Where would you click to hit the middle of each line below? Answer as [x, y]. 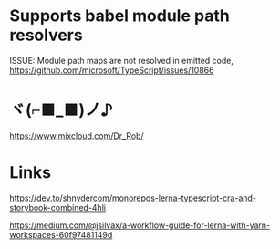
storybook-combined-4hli [58, 207]
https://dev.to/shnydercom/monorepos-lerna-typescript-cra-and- [133, 198]
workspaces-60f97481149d [61, 234]
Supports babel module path [119, 16]
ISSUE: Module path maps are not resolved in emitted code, [122, 60]
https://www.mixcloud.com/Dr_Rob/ [77, 135]
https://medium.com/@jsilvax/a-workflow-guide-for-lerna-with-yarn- [140, 225]
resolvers [47, 35]
